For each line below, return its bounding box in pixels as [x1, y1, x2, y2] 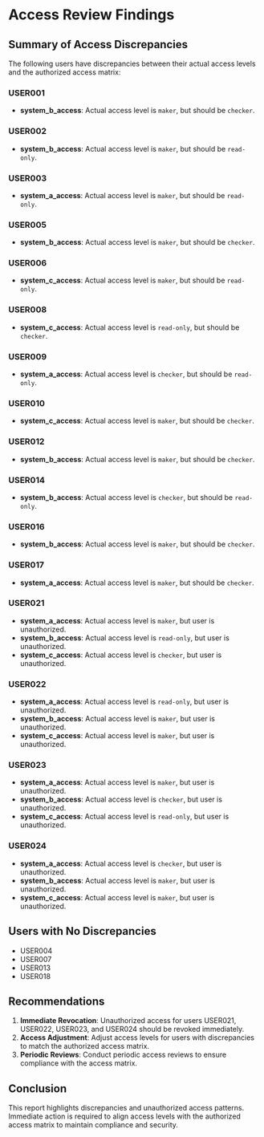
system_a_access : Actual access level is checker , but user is [19, 859, 222, 868]
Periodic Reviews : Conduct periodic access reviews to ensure [19, 1050, 227, 1060]
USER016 [8, 521, 46, 532]
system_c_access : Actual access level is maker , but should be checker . [19, 416, 254, 426]
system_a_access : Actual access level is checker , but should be [19, 369, 233, 379]
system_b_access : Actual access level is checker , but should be [19, 492, 234, 502]
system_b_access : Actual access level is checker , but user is [19, 794, 223, 804]
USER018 [19, 971, 51, 981]
